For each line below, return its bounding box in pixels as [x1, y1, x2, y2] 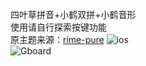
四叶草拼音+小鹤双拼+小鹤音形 [10, 9, 137, 20]
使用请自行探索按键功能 [10, 21, 107, 33]
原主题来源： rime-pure [10, 34, 105, 45]
